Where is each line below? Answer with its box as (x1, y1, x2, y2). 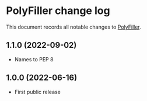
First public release (14, 88, 61, 95)
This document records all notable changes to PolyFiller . (6, 23, 141, 30)
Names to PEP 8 (14, 55, 54, 62)
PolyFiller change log (6, 4, 110, 18)
